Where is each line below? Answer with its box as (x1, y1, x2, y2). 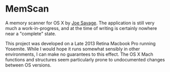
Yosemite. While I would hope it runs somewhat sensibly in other (5, 46, 141, 52)
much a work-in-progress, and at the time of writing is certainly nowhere (5, 25, 157, 31)
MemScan (5, 3, 49, 15)
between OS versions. (5, 62, 52, 68)
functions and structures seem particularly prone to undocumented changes (5, 56, 165, 62)
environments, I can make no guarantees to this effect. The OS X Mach (5, 51, 153, 57)
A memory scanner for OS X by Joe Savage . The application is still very (5, 20, 155, 26)
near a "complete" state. (5, 30, 56, 37)
